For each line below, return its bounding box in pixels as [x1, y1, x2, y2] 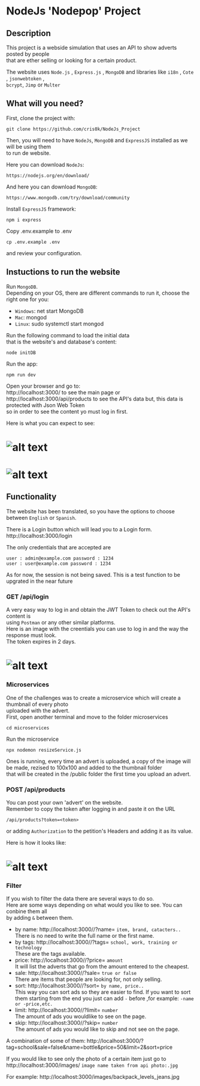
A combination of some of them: [6, 1037, 86, 1045]
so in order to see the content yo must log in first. [6, 408, 128, 415]
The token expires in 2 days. [6, 638, 76, 645]
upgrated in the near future [6, 578, 73, 585]
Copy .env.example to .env [6, 227, 72, 235]
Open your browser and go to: [6, 382, 81, 390]
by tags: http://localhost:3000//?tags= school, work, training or [14, 938, 178, 946]
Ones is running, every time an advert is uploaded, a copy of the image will [6, 758, 191, 765]
